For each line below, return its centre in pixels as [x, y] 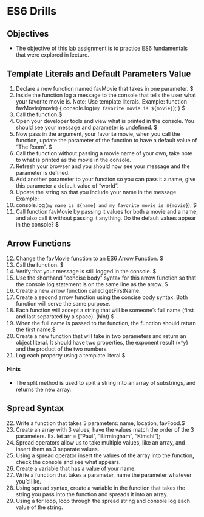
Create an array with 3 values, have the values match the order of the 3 [105, 429]
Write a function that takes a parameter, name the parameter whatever [104, 475]
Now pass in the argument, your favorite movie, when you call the [98, 134]
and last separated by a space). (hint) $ [65, 316]
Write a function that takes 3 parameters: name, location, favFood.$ [100, 423]
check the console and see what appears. [68, 462]
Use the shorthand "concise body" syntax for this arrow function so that [106, 278]
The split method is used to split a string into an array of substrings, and [106, 382]
